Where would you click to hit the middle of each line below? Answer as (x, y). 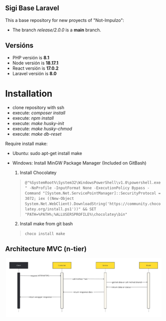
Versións (19, 46)
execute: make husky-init (38, 123)
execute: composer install (39, 113)
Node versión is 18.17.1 (35, 63)
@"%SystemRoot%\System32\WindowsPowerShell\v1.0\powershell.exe (93, 182)
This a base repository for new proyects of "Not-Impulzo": (65, 20)
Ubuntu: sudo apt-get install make (47, 153)
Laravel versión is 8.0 (35, 73)
